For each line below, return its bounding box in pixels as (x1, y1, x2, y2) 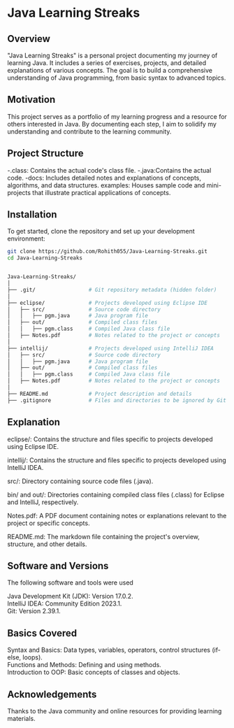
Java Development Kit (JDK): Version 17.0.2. (7, 592, 134, 601)
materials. (7, 714, 36, 722)
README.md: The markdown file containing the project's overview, (7, 532, 200, 541)
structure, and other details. (7, 540, 87, 548)
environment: (7, 234, 45, 243)
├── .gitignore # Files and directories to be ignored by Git (7, 397, 227, 404)
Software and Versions (7, 559, 109, 571)
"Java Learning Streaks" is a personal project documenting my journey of (7, 51, 218, 59)
